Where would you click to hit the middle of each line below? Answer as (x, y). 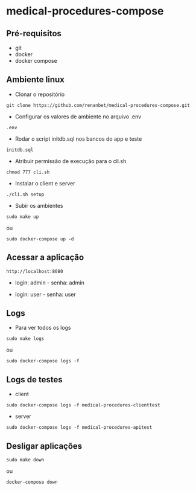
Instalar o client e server (45, 183)
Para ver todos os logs (43, 328)
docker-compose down (32, 482)
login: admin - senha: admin (49, 283)
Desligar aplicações (44, 446)
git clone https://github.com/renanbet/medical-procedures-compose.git (98, 105)
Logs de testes (34, 380)
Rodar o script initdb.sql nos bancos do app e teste (78, 139)
